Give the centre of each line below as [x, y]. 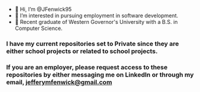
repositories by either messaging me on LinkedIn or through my [100, 75]
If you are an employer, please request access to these [87, 67]
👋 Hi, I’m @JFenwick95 [43, 9]
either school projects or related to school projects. [82, 51]
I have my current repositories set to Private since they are [93, 44]
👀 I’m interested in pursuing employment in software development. [96, 16]
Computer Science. [39, 28]
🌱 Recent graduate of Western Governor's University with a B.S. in [96, 22]
